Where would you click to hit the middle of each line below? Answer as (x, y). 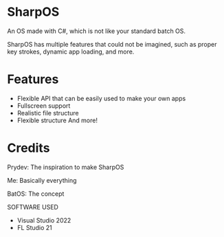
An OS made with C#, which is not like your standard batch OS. (97, 31)
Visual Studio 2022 (44, 220)
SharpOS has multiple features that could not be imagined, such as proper (112, 44)
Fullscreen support (44, 105)
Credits (29, 148)
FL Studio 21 (35, 227)
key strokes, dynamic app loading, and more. (71, 52)
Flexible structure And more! (57, 120)
